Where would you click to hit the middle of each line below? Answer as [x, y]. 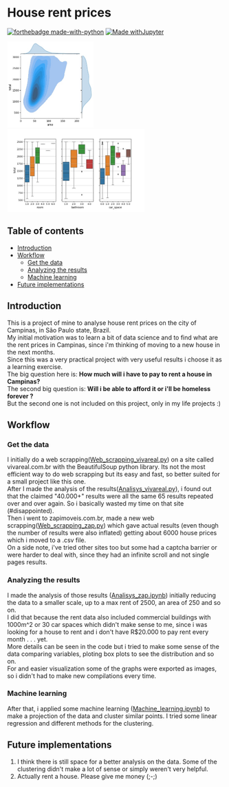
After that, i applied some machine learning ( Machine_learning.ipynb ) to [109, 708]
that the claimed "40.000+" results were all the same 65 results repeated [110, 496]
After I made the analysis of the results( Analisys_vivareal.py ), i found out [109, 489]
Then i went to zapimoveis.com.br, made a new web [81, 518]
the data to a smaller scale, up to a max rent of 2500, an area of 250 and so [114, 602]
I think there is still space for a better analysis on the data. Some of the [117, 761]
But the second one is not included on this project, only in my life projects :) [114, 403]
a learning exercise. [35, 366]
